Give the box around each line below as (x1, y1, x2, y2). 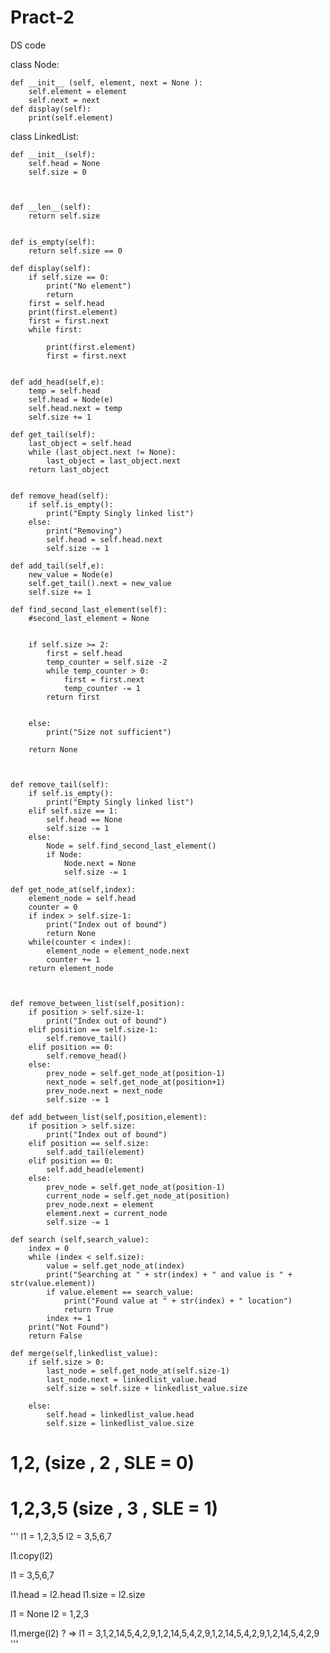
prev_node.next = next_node (46, 1086, 163, 1096)
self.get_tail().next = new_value (28, 578, 172, 588)
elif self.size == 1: (28, 806, 118, 816)
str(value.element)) (10, 1278, 97, 1288)
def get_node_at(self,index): (10, 884, 137, 895)
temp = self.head (28, 386, 101, 396)
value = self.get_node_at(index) (46, 1261, 186, 1271)
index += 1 (46, 1313, 92, 1323)
